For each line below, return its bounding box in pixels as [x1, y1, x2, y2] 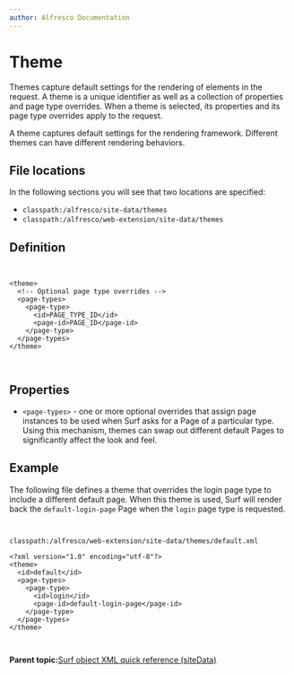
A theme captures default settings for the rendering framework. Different [9, 127, 278, 138]
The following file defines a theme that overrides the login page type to [9, 484, 272, 495]
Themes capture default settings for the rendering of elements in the [9, 82, 263, 92]
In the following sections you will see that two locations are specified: [9, 187, 266, 197]
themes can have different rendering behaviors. [9, 136, 186, 148]
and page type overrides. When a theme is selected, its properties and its [9, 101, 281, 111]
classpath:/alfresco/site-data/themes [22, 206, 168, 215]
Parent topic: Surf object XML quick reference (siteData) [9, 654, 217, 665]
